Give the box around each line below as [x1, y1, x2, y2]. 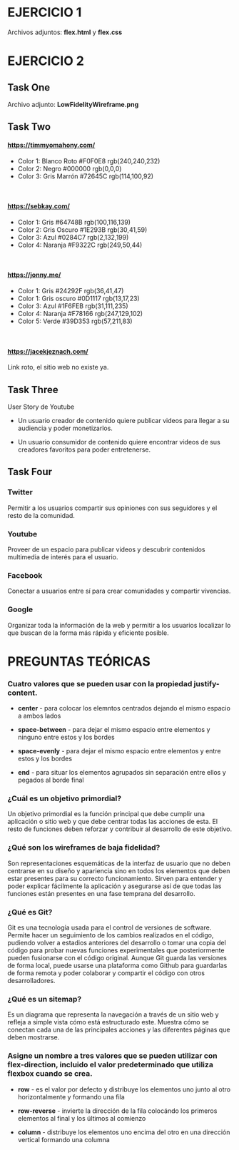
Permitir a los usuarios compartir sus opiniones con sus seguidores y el [7, 504, 218, 512]
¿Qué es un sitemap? [7, 994, 82, 1004]
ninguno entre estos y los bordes [17, 733, 116, 742]
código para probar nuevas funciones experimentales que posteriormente [7, 946, 225, 955]
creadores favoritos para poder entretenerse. [17, 445, 151, 454]
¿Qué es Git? [7, 907, 53, 917]
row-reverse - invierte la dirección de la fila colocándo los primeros [17, 1106, 218, 1115]
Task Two [7, 121, 51, 133]
